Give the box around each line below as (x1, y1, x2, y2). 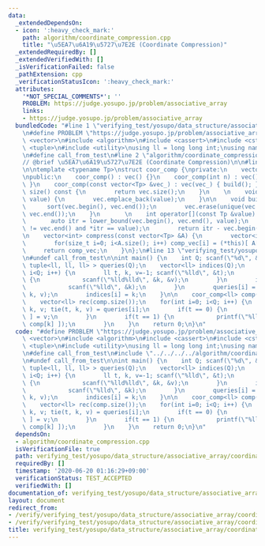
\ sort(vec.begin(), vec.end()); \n (22, 202, 157, 210)
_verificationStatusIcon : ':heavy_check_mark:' (15, 77, 175, 85)
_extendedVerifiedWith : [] (15, 56, 104, 64)
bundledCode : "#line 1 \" (15, 122, 101, 130)
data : (8, 11, 26, 20)
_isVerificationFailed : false (15, 63, 114, 71)
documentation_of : (8, 489, 69, 497)
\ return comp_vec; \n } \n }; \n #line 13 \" (22, 247, 185, 254)
